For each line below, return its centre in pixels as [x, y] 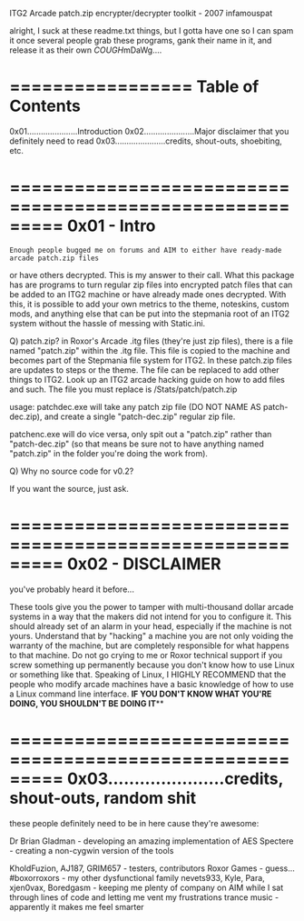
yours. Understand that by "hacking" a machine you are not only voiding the [152, 636]
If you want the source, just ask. [69, 488]
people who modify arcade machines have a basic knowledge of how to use [152, 684]
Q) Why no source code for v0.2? [72, 471]
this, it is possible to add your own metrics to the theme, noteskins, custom [149, 304]
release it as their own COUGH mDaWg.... [86, 50]
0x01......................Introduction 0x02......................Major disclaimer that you [149, 131]
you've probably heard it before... [72, 589]
